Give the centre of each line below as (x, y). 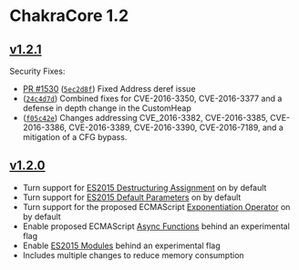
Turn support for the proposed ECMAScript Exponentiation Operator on (156, 206)
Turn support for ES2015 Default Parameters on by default (132, 197)
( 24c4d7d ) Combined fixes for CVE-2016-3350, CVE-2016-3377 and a (152, 98)
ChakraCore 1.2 (69, 16)
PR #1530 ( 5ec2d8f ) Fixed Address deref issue (109, 89)
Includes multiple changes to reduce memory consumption (133, 255)
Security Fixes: (37, 71)
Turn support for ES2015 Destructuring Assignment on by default (144, 187)
